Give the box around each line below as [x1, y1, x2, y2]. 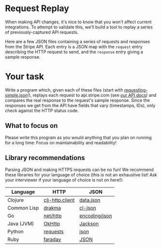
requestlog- [124, 87, 148, 93]
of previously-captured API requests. [5, 29, 79, 35]
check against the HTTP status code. [5, 108, 79, 113]
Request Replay [5, 3, 69, 14]
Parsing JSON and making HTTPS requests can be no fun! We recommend [5, 167, 154, 172]
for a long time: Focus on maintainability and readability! [5, 140, 117, 145]
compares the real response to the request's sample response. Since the [5, 97, 150, 103]
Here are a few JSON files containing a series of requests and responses [5, 38, 150, 44]
